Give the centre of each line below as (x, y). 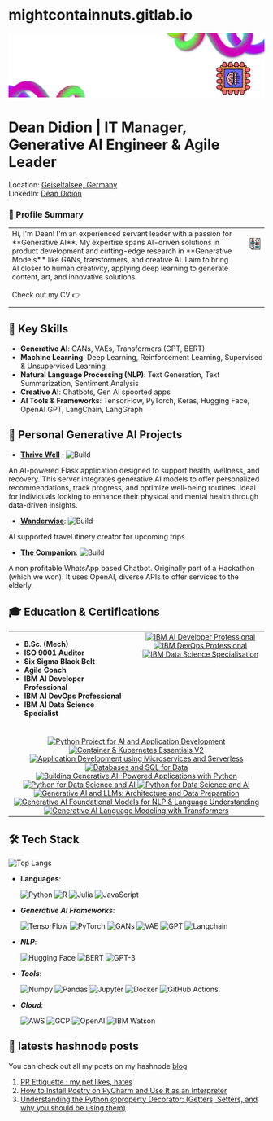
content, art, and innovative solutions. (74, 277)
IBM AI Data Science (59, 705)
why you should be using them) (73, 1108)
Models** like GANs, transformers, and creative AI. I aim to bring (120, 259)
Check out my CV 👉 (46, 294)
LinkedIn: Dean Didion (45, 193)
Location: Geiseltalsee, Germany (63, 184)
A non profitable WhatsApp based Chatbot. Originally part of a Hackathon (132, 568)
